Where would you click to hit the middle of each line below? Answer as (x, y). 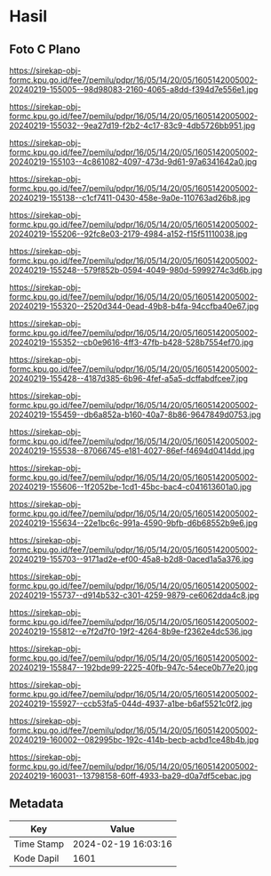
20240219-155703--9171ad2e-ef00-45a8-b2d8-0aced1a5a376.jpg (132, 559)
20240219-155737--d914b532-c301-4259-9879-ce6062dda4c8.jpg (134, 595)
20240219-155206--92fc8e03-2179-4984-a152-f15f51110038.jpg (128, 234)
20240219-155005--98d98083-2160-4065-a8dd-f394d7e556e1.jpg (134, 89)
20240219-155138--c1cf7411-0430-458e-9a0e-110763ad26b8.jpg (130, 198)
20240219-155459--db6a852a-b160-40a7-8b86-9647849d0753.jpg (135, 414)
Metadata (36, 804)
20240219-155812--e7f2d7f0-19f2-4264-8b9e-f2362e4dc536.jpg (131, 631)
